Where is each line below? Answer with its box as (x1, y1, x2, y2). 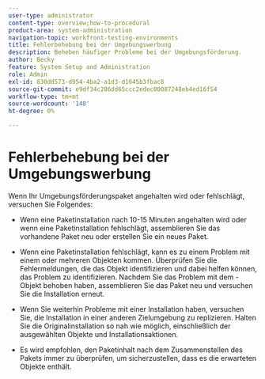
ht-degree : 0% (8, 108, 55, 116)
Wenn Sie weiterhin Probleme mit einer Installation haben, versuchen (19, 304, 244, 313)
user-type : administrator (8, 11, 93, 20)
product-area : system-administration (8, 26, 133, 34)
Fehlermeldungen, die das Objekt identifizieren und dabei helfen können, (19, 263, 257, 273)
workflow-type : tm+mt (8, 93, 80, 100)
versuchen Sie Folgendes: (8, 199, 93, 209)
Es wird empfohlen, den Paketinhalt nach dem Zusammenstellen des (19, 345, 243, 354)
